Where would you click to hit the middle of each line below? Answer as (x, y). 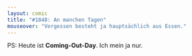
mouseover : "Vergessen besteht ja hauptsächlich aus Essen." (97, 26)
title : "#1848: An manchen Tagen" (57, 20)
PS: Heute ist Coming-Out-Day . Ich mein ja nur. (75, 46)
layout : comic (28, 13)
